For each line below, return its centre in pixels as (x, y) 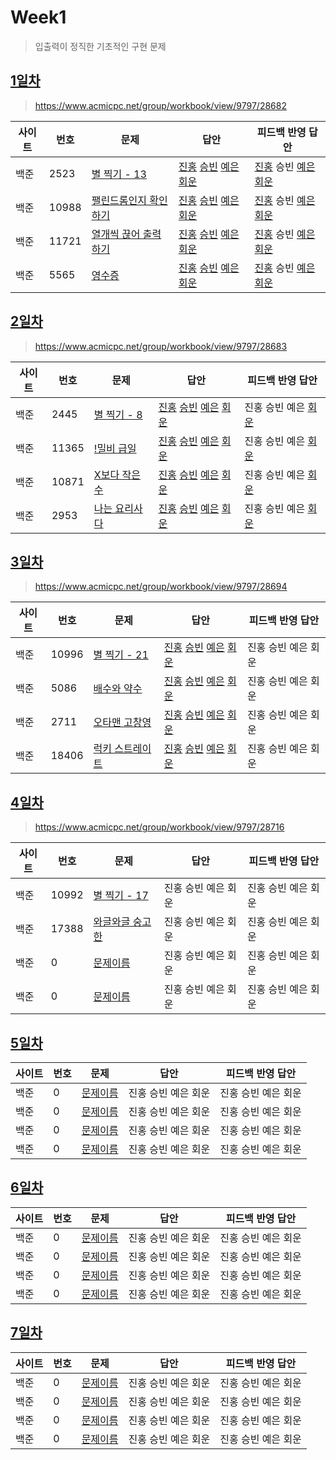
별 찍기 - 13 (119, 174)
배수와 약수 (118, 689)
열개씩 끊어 (116, 234)
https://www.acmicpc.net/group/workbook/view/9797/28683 (161, 346)
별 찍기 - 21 (121, 655)
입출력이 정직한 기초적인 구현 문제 (100, 46)
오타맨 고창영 (122, 723)
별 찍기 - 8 (118, 414)
